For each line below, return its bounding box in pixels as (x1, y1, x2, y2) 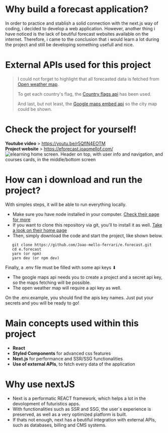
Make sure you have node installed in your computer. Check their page (12, 211, 159, 217)
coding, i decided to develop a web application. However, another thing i (5, 25, 155, 31)
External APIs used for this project (5, 59, 151, 71)
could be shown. (17, 106, 52, 112)
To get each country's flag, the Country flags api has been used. (17, 91, 152, 97)
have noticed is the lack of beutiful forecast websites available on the (5, 31, 149, 37)
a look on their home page (12, 227, 67, 233)
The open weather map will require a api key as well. (12, 284, 122, 291)
